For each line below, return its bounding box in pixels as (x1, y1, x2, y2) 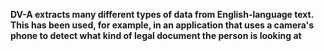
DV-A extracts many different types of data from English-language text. (10, 9, 314, 20)
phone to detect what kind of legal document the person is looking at (10, 30, 302, 41)
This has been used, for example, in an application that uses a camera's (10, 19, 315, 31)
